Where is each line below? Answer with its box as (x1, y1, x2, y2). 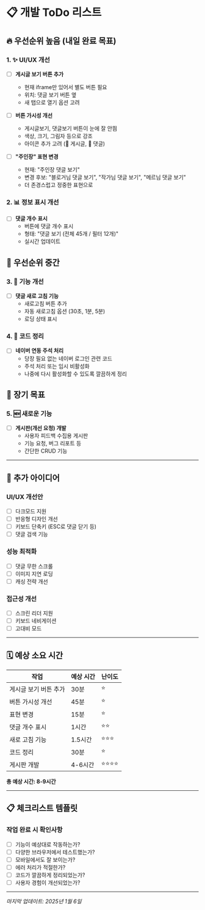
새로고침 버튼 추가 (24, 300, 67, 307)
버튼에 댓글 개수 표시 (24, 222, 74, 230)
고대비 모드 (15, 625, 42, 632)
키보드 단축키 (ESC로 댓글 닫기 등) (15, 523, 96, 530)
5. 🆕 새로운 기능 (6, 409, 52, 418)
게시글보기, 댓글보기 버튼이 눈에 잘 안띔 (24, 125, 118, 132)
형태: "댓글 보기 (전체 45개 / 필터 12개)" (24, 230, 119, 238)
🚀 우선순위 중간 (6, 257, 60, 268)
